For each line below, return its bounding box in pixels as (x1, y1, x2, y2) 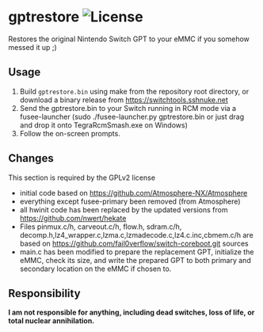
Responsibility (8, 286, 81, 300)
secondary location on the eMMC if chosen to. (19, 264, 172, 273)
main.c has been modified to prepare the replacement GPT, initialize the (19, 246, 254, 257)
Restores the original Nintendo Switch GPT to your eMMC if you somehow (8, 34, 250, 44)
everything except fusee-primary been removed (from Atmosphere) (19, 197, 241, 206)
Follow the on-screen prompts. (19, 128, 120, 138)
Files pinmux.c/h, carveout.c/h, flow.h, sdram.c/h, (19, 222, 182, 231)
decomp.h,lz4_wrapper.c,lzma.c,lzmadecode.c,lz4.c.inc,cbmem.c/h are (19, 230, 253, 239)
